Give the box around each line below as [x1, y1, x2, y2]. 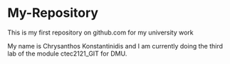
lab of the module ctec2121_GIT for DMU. [7, 49, 127, 58]
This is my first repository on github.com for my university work [7, 28, 194, 37]
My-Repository [7, 5, 98, 21]
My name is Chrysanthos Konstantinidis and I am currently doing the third [7, 41, 223, 50]
